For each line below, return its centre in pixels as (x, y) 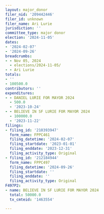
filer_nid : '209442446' (30, 14)
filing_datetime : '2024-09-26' (42, 167)
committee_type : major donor (35, 33)
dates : (12, 42)
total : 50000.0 (25, 195)
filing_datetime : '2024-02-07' (42, 139)
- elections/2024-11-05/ (35, 65)
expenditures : (20, 93)
